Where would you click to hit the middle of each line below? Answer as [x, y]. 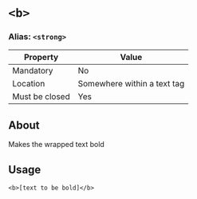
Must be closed [41, 97]
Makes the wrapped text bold [57, 145]
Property [41, 58]
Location [29, 84]
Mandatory [33, 71]
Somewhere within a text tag [131, 84]
